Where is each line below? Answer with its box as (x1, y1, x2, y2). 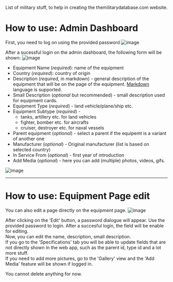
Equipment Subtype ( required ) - (12, 108, 81, 115)
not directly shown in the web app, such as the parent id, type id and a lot (5, 244, 161, 251)
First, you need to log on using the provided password (5, 39, 120, 45)
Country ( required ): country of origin (12, 70, 91, 76)
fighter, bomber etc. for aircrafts (20, 119, 89, 125)
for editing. (5, 228, 29, 234)
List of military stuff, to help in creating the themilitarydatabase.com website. (5, 5, 168, 10)
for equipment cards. (12, 97, 58, 103)
